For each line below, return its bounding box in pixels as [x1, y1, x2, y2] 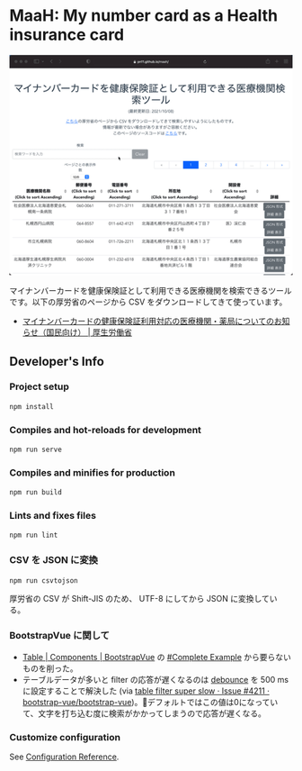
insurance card [9, 24, 124, 45]
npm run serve [9, 445, 63, 454]
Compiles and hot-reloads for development [9, 423, 202, 436]
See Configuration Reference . [9, 751, 120, 762]
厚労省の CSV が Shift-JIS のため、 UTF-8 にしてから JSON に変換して [9, 594, 270, 604]
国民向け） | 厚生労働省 [46, 327, 133, 338]
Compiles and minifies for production [9, 466, 175, 478]
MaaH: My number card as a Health [9, 5, 279, 26]
